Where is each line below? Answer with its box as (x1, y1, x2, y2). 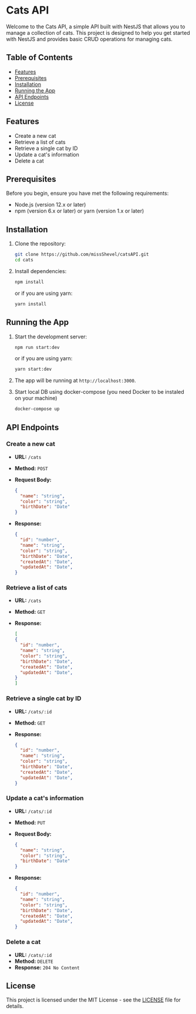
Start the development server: (14, 333, 87, 340)
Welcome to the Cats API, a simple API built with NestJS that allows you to (6, 23, 185, 30)
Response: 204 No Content (14, 963, 80, 971)
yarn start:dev (14, 366, 52, 373)
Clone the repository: (14, 240, 66, 247)
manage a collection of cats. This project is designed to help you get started (6, 29, 190, 36)
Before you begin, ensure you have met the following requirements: (6, 189, 169, 197)
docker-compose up (14, 406, 60, 412)
